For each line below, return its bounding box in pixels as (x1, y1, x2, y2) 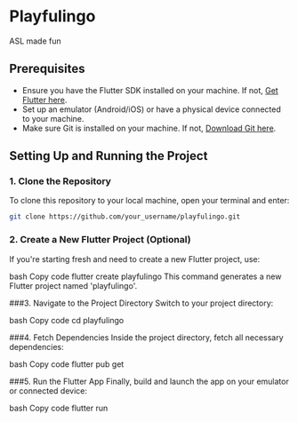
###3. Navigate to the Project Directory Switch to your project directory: (9, 298, 274, 308)
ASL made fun (9, 36, 62, 46)
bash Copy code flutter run (9, 402, 109, 413)
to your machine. (21, 113, 85, 123)
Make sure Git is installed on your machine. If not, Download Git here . (21, 123, 277, 133)
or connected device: (9, 385, 87, 396)
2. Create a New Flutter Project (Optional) (9, 234, 191, 246)
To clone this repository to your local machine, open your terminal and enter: (9, 195, 290, 206)
